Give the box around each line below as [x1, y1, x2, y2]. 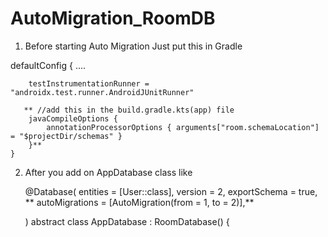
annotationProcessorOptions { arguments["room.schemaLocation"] [46, 122, 320, 132]
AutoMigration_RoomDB [10, 7, 216, 30]
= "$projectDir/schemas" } [10, 131, 123, 141]
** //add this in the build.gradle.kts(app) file [23, 105, 235, 115]
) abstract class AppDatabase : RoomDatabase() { [24, 215, 230, 227]
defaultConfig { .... [10, 59, 87, 71]
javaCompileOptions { [28, 113, 118, 124]
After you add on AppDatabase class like [24, 166, 193, 178]
